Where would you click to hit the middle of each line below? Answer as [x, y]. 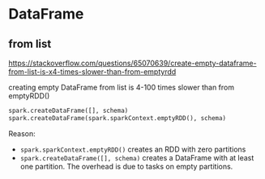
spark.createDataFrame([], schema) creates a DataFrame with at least [137, 157]
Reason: [22, 133]
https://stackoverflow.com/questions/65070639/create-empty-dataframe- [132, 63]
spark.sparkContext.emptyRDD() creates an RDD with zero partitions [133, 149]
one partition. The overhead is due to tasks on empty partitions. [126, 166]
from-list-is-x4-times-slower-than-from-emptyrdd [92, 72]
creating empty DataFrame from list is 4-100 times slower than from [122, 87]
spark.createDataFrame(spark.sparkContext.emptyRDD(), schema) [118, 118]
